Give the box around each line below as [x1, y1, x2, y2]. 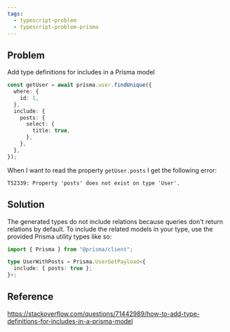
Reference [7, 291, 54, 303]
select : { [25, 121, 55, 128]
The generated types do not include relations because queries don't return [7, 217, 223, 225]
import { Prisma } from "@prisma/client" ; [7, 246, 133, 253]
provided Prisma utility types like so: [7, 232, 112, 241]
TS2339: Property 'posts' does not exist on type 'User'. [7, 180, 180, 187]
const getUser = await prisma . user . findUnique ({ [7, 81, 152, 88]
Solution [7, 199, 45, 211]
